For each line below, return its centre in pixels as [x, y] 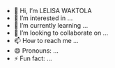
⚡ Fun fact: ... [33, 58]
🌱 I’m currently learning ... [51, 25]
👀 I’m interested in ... [43, 18]
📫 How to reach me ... [46, 41]
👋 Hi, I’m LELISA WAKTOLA [53, 11]
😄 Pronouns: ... [36, 51]
